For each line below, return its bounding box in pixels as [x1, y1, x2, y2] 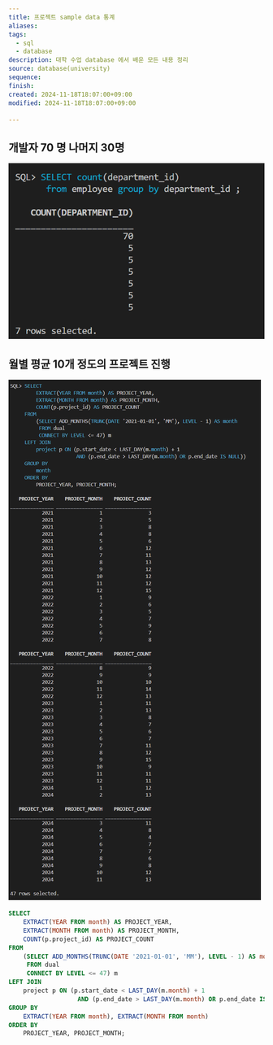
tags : [8, 30, 27, 38]
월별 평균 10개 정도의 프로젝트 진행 [8, 357, 171, 371]
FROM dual [26, 960, 60, 969]
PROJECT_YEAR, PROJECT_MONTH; [23, 1030, 126, 1038]
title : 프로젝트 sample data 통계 [8, 13, 115, 21]
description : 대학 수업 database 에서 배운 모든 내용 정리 [8, 56, 188, 64]
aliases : [8, 21, 38, 30]
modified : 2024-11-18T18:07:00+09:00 [8, 98, 136, 107]
